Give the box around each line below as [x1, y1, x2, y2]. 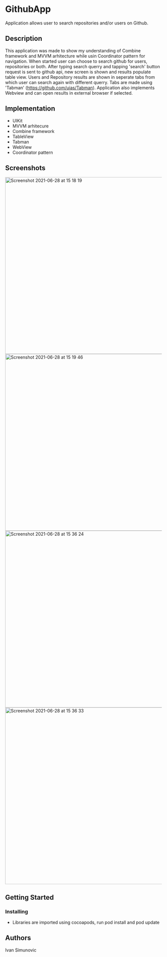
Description [5, 34, 42, 43]
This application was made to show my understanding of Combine [5, 47, 141, 53]
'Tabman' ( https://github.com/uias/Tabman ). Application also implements [5, 85, 155, 91]
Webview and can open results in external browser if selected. [5, 90, 133, 96]
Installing [5, 908, 28, 915]
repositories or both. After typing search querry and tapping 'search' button [5, 63, 160, 69]
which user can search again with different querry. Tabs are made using [5, 79, 153, 85]
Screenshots [5, 163, 46, 172]
